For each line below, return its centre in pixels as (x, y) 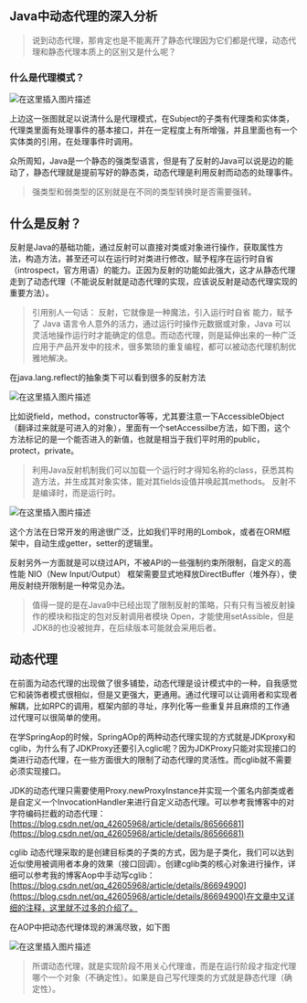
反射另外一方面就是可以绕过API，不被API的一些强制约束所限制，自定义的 (146, 562)
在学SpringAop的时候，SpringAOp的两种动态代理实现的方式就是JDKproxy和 (153, 736)
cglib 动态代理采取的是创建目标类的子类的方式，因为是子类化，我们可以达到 (152, 852)
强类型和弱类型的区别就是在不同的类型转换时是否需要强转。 (144, 192)
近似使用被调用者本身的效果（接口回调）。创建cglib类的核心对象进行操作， (148, 863)
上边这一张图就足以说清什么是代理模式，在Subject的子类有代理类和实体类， (152, 119)
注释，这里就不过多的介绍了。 (81, 907)
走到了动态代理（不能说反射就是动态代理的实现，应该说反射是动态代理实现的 (153, 281)
